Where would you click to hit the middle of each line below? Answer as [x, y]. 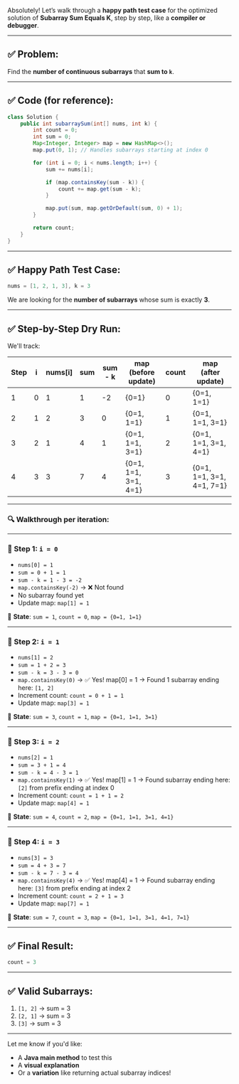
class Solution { [33, 117]
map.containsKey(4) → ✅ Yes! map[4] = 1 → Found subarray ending [116, 880]
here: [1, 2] [36, 688]
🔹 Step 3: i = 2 [33, 741]
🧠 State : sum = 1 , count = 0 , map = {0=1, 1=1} [75, 616]
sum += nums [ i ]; [69, 169]
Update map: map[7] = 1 [54, 903]
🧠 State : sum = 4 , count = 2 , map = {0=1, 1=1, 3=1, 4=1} [91, 817]
